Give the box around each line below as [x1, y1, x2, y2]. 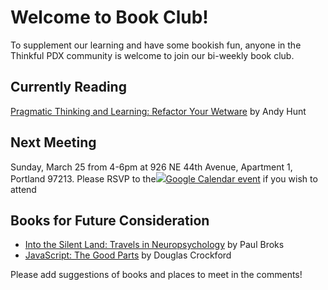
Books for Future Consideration [10, 212, 210, 229]
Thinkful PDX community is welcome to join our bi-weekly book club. [10, 49, 295, 61]
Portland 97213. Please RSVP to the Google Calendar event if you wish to [10, 172, 318, 185]
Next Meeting [10, 134, 97, 151]
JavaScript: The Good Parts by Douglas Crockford [24, 249, 232, 261]
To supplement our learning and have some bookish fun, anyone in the [10, 39, 302, 51]
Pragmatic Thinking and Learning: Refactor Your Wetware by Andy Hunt [10, 105, 307, 117]
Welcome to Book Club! [10, 6, 209, 29]
